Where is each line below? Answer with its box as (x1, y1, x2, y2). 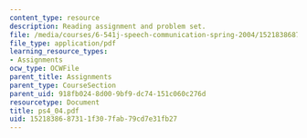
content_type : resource (9, 13, 101, 23)
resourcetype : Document (9, 97, 101, 107)
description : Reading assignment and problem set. (9, 22, 206, 31)
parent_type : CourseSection (9, 81, 117, 90)
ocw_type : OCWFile (9, 64, 79, 74)
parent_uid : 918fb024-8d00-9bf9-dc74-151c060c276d (9, 89, 206, 98)
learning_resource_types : (9, 47, 108, 56)
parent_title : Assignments (9, 73, 112, 82)
